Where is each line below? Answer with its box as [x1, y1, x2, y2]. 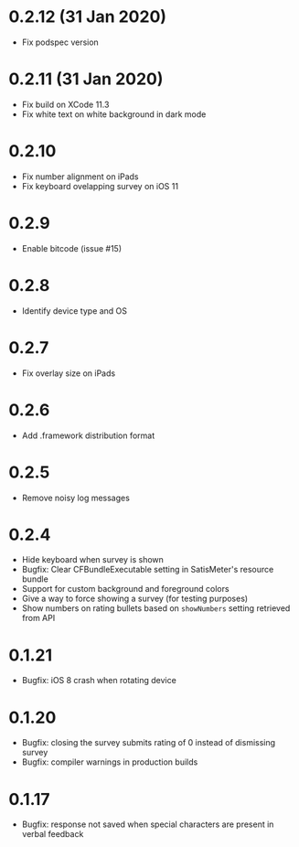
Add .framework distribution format [21, 430, 155, 441]
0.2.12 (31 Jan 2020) [8, 6, 166, 27]
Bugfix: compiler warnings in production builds [21, 756, 198, 767]
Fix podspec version [21, 37, 100, 48]
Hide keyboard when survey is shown [21, 554, 164, 565]
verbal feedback [21, 829, 84, 840]
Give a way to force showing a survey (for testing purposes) [21, 593, 249, 605]
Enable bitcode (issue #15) [21, 242, 123, 253]
